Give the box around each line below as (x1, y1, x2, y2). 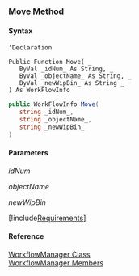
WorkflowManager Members (8, 257, 103, 268)
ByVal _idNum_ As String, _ (19, 65, 114, 74)
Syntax (8, 26, 33, 36)
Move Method (8, 6, 65, 17)
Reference (8, 231, 44, 241)
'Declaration (8, 44, 53, 52)
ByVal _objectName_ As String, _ (19, 72, 132, 80)
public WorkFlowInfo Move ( (8, 100, 99, 108)
